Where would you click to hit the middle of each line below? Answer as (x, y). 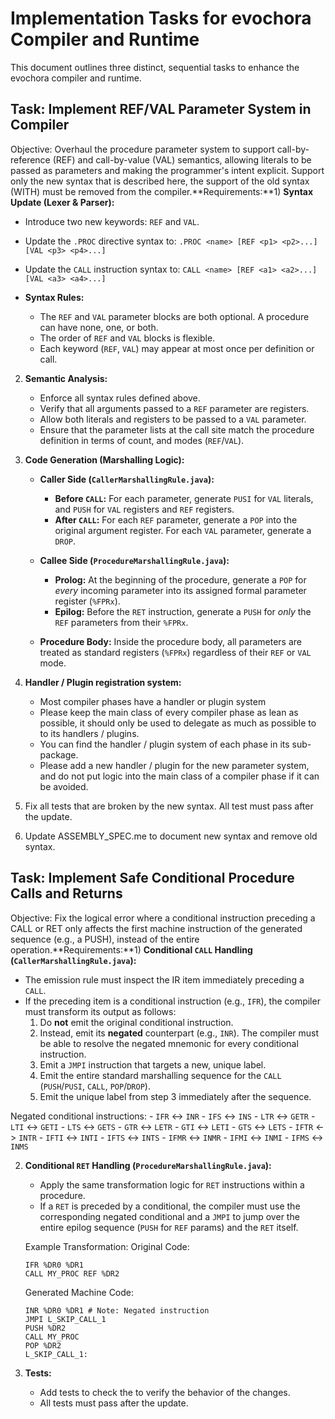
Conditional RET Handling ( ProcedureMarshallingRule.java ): (148, 1165)
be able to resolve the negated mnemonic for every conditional (169, 1043)
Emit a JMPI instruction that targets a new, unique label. (153, 1064)
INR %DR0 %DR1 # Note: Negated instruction (117, 1310)
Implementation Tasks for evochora (161, 18)
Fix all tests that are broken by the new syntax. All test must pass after (169, 806)
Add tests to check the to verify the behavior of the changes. (165, 1392)
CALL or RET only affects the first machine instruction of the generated (156, 928)
